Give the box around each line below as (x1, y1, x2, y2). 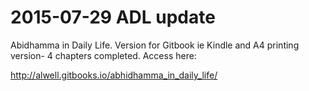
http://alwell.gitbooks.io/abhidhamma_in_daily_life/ (10, 69, 218, 81)
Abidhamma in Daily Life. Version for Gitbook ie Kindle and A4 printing (10, 39, 300, 51)
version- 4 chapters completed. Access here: (10, 49, 197, 61)
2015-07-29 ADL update (10, 6, 216, 29)
